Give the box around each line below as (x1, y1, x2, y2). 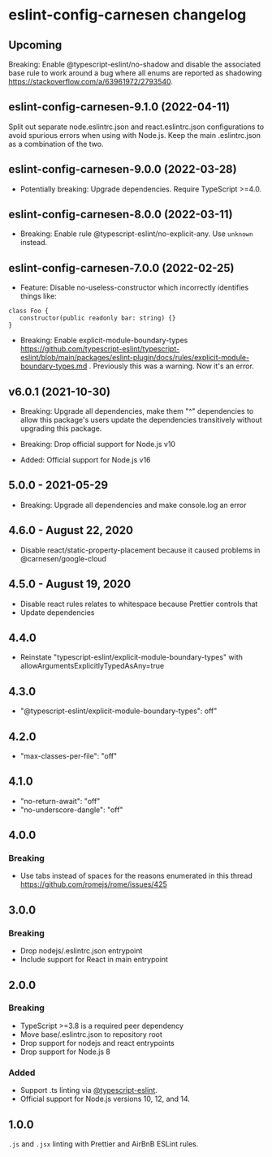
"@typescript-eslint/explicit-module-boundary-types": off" (19, 706, 218, 716)
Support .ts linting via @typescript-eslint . (19, 1086, 158, 1095)
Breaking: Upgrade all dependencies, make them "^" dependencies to (19, 406, 254, 416)
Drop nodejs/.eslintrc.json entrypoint (19, 946, 143, 956)
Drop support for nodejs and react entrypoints (19, 1038, 175, 1047)
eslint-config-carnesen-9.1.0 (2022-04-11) (8, 100, 231, 114)
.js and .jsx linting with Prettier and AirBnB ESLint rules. (8, 1138, 199, 1149)
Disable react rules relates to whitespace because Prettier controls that (19, 599, 258, 609)
